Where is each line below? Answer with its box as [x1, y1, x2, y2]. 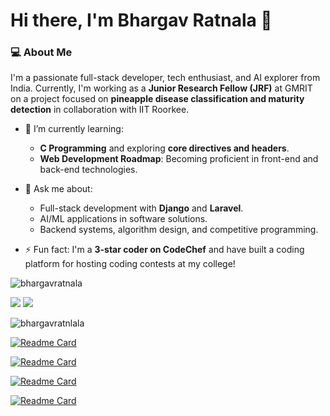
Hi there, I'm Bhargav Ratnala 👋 [10, 9, 273, 32]
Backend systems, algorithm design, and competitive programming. [39, 224, 319, 236]
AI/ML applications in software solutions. [39, 213, 208, 225]
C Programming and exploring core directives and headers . [39, 142, 290, 154]
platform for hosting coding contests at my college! [24, 258, 236, 270]
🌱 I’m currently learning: [24, 123, 124, 135]
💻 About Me [10, 45, 73, 59]
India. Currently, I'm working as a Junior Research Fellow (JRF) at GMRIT [10, 82, 313, 94]
